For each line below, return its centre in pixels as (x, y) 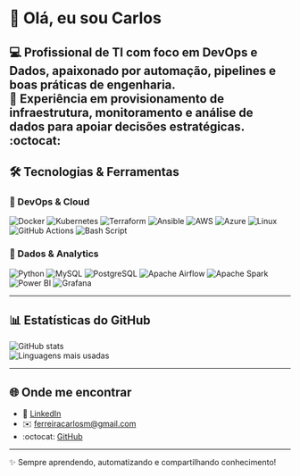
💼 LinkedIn (42, 413)
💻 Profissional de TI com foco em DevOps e (133, 52)
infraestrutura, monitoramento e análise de (131, 112)
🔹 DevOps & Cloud (50, 202)
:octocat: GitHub (52, 437)
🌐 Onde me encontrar (71, 392)
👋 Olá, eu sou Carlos (86, 18)
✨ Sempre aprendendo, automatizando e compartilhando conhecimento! (143, 463)
